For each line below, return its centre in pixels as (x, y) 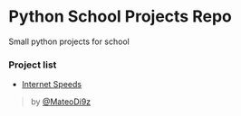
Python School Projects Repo (120, 17)
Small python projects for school (69, 41)
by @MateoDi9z (61, 102)
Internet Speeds (52, 85)
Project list (33, 65)
